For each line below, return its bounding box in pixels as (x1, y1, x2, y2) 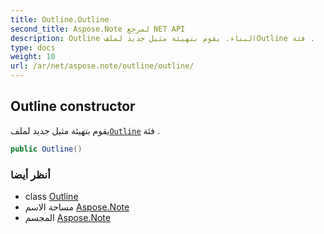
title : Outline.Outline (10, 14, 110, 25)
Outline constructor (10, 98, 136, 115)
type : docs (10, 42, 56, 53)
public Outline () (10, 144, 83, 154)
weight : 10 (10, 52, 56, 62)
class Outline (24, 190, 79, 202)
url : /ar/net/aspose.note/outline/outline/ (10, 61, 195, 71)
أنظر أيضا (10, 167, 51, 181)
